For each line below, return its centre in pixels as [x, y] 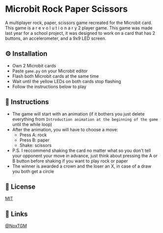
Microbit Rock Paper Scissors [67, 9]
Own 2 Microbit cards [34, 65]
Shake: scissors [35, 145]
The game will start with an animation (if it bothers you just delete [78, 114]
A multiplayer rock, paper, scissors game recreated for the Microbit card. [79, 23]
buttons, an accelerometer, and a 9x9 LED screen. [56, 38]
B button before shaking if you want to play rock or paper [70, 161]
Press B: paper [35, 140]
